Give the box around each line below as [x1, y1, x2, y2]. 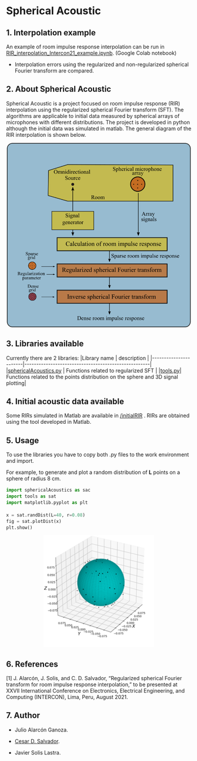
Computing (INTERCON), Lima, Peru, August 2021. [6, 694, 128, 701]
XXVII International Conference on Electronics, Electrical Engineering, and [6, 687, 185, 694]
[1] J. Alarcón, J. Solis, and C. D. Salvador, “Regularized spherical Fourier [6, 675, 182, 682]
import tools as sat [6, 493, 57, 499]
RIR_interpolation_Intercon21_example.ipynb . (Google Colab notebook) [6, 50, 177, 57]
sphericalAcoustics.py [8, 367, 62, 374]
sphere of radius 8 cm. [6, 475, 61, 482]
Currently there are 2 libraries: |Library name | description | [6, 354, 149, 361]
